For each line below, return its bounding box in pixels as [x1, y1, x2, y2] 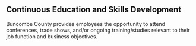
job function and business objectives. [6, 32, 98, 40]
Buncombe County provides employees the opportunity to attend [6, 20, 165, 27]
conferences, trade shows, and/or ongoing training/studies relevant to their [6, 27, 190, 34]
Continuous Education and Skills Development [6, 5, 182, 15]
